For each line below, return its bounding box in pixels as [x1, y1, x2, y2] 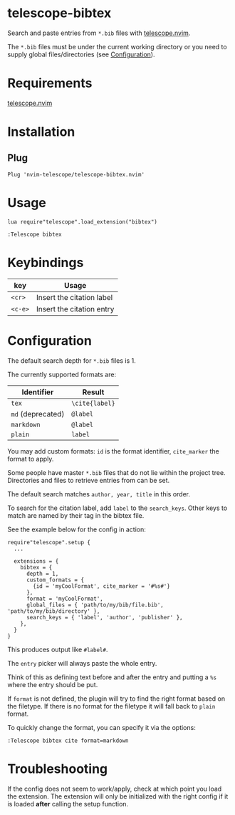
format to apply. [7, 454, 54, 463]
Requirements [7, 75, 93, 91]
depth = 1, [26, 570, 59, 577]
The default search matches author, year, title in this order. [7, 489, 191, 498]
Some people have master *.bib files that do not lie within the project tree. [7, 468, 226, 476]
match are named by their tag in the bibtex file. [7, 511, 145, 519]
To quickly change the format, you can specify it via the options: [7, 723, 196, 731]
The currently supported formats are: [7, 370, 116, 379]
